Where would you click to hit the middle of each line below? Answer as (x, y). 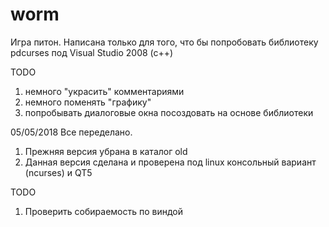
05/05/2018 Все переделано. (71, 132)
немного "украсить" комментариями (104, 91)
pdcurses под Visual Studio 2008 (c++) (92, 52)
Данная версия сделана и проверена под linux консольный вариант (170, 162)
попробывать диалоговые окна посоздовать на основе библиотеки (169, 112)
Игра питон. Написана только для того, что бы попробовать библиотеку (164, 42)
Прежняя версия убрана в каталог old (106, 151)
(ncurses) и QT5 (58, 172)
